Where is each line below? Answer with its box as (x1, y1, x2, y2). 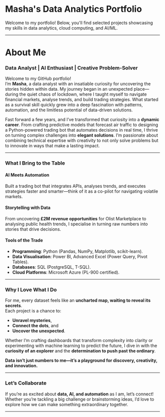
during (5, 91, 19, 97)
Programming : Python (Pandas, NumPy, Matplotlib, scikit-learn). (12, 248, 143, 254)
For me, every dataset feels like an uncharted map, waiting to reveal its (5, 297, 151, 304)
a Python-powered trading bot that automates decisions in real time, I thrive (5, 127, 158, 133)
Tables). (12, 259, 29, 265)
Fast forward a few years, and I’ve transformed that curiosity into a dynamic (5, 117, 160, 123)
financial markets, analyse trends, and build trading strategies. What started (5, 97, 159, 103)
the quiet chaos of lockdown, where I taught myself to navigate (19, 91, 147, 97)
